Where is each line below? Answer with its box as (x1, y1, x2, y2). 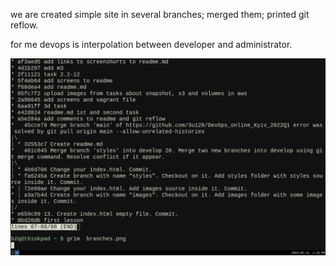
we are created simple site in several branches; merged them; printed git (10, 9, 310, 20)
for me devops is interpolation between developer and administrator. (10, 39, 293, 50)
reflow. (10, 19, 39, 31)
